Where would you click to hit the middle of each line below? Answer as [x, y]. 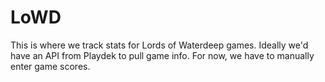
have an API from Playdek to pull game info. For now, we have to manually [162, 55]
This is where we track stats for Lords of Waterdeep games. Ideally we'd [159, 45]
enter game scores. [50, 66]
